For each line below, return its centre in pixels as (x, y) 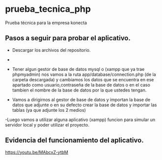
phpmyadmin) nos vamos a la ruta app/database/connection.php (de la (84, 74)
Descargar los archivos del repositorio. (51, 50)
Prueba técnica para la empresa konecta (46, 23)
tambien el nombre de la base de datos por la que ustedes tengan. (79, 90)
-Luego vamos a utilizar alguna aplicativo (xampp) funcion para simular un (80, 120)
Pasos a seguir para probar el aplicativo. (68, 38)
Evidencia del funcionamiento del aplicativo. (74, 141)
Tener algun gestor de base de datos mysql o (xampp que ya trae (78, 69)
